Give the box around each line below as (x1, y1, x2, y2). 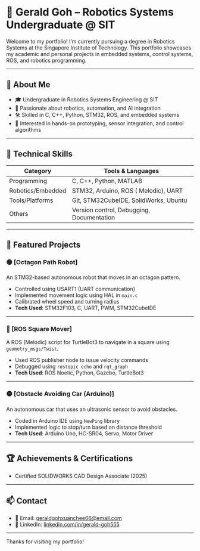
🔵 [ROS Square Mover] (6, 325, 73, 333)
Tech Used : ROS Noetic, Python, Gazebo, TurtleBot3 (14, 369, 144, 376)
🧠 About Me (6, 80, 51, 90)
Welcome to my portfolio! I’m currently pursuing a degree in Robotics (6, 38, 175, 45)
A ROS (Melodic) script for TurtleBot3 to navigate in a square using (6, 338, 170, 345)
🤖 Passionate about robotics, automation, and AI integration (14, 104, 161, 112)
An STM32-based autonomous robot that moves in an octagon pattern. (6, 274, 180, 281)
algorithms (14, 126, 42, 133)
